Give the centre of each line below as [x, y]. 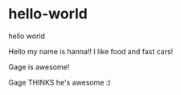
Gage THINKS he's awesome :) [60, 82]
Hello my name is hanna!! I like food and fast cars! [91, 51]
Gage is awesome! [39, 67]
